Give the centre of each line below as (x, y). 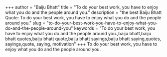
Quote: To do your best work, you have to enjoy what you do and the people (83, 18)
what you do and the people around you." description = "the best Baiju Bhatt (83, 12)
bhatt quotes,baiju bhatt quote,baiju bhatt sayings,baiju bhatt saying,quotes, (83, 39)
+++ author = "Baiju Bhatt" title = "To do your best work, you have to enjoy (82, 7)
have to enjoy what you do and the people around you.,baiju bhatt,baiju (78, 33)
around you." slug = (25, 23)
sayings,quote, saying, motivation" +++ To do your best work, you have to (81, 44)
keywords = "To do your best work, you (115, 28)
